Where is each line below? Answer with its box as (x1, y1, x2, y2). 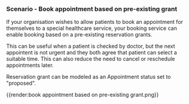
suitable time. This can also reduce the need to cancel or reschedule (6, 56, 175, 63)
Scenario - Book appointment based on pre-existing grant (6, 5, 178, 13)
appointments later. (6, 62, 54, 69)
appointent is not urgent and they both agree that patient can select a (6, 49, 178, 56)
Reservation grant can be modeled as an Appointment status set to (6, 74, 171, 81)
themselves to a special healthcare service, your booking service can (6, 25, 178, 32)
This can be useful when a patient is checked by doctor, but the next (6, 42, 175, 50)
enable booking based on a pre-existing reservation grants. (6, 31, 153, 38)
